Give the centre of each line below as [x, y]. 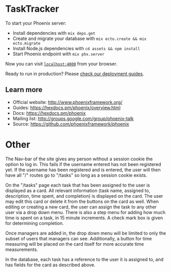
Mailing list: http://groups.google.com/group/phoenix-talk [73, 118]
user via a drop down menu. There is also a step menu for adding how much [86, 212]
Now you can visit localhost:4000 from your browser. [61, 64]
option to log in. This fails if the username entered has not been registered [83, 164]
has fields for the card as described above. [51, 265]
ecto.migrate [27, 43]
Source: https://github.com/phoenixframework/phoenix [71, 124]
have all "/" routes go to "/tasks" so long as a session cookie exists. [76, 175]
